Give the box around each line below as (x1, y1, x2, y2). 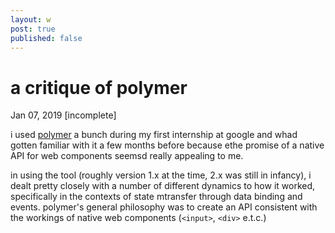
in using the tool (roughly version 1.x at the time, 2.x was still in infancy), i (10, 169, 312, 181)
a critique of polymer (10, 76, 188, 99)
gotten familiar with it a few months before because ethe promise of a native (10, 139, 325, 151)
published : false (10, 33, 83, 43)
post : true (10, 24, 56, 34)
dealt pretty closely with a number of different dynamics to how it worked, (10, 180, 316, 192)
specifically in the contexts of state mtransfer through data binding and (10, 191, 303, 203)
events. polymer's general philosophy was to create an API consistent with (10, 201, 318, 213)
